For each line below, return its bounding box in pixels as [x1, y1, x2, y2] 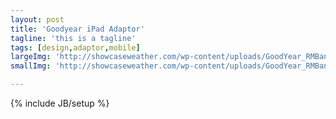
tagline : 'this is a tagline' [10, 33, 137, 43]
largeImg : [10, 52, 52, 62]
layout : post [10, 14, 65, 25]
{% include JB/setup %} [10, 97, 110, 109]
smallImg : [10, 61, 52, 71]
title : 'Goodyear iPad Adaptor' [10, 24, 145, 34]
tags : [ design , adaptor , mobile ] [10, 42, 141, 53]
